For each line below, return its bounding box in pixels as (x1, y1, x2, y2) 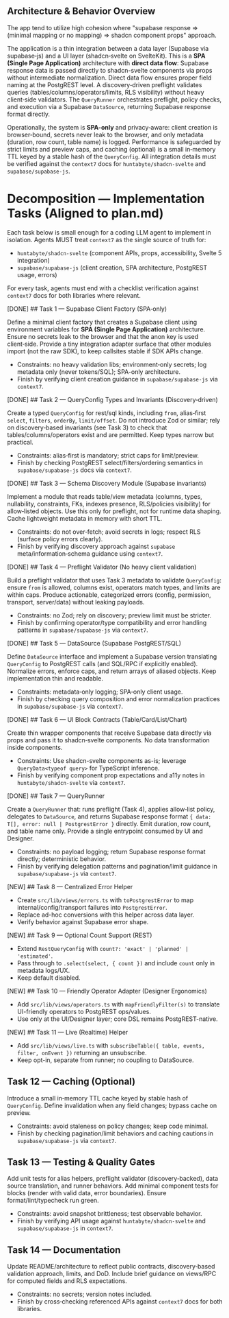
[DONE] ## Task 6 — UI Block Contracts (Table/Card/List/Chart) (7, 715, 187, 723)
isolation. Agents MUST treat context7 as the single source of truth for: (7, 235, 206, 244)
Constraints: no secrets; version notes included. (16, 1290, 152, 1299)
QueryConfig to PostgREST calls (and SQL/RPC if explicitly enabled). (7, 659, 198, 668)
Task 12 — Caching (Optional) (7, 1076, 135, 1087)
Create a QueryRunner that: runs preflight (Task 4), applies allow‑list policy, (7, 805, 215, 813)
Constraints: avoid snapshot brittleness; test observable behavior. (16, 1210, 202, 1218)
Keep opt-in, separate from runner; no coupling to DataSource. (16, 1056, 194, 1064)
